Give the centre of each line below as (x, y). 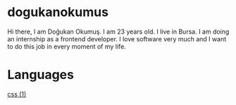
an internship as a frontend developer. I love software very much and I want (117, 38)
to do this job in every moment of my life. (67, 46)
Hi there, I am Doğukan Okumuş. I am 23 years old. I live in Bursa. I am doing (118, 31)
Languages (41, 75)
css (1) (17, 94)
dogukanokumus (58, 12)
